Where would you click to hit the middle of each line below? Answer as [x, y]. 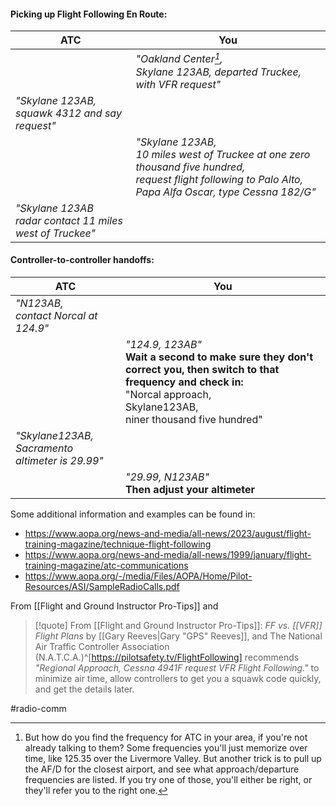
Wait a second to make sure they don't [219, 357]
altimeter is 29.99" [59, 460]
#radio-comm [38, 708]
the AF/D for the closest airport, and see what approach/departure [162, 769]
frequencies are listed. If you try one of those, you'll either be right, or [168, 779]
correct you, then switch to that [202, 369]
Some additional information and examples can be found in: [133, 514]
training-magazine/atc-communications [106, 565]
